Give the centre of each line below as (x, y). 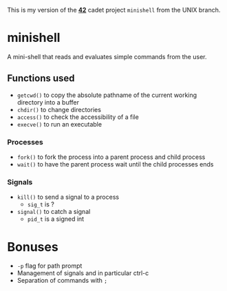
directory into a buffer (48, 102)
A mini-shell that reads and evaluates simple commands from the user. (107, 56)
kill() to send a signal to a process (68, 197)
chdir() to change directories (59, 109)
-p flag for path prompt (50, 266)
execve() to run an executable (59, 124)
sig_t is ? (41, 204)
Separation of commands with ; (62, 281)
